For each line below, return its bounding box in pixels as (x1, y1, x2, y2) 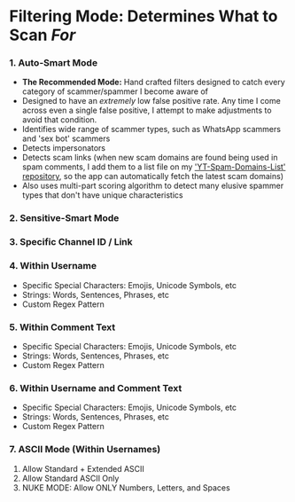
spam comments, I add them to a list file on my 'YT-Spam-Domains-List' (21, 161, 286, 172)
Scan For (9, 25, 76, 45)
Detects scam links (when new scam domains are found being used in (21, 153, 278, 163)
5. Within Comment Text (9, 321, 116, 333)
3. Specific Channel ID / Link (9, 236, 133, 248)
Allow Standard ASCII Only (21, 473, 120, 483)
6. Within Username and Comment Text (9, 381, 182, 394)
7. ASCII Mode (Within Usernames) (9, 443, 161, 456)
